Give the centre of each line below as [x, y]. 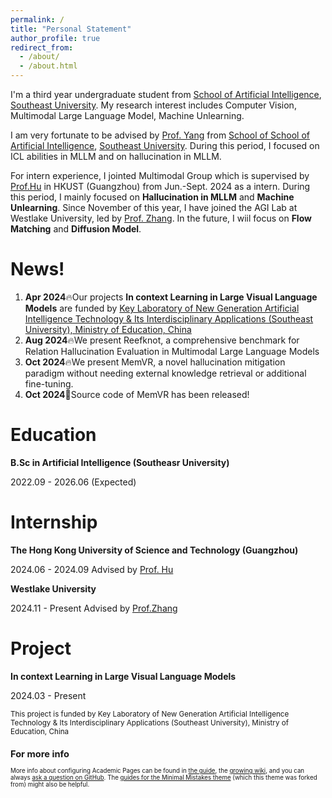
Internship [54, 522]
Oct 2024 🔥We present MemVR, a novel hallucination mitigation [155, 362]
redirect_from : [42, 47]
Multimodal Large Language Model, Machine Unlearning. [127, 115]
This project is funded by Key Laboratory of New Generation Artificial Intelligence [150, 714]
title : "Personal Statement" [71, 29]
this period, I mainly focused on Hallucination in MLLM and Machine [152, 197]
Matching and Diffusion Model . [76, 229]
